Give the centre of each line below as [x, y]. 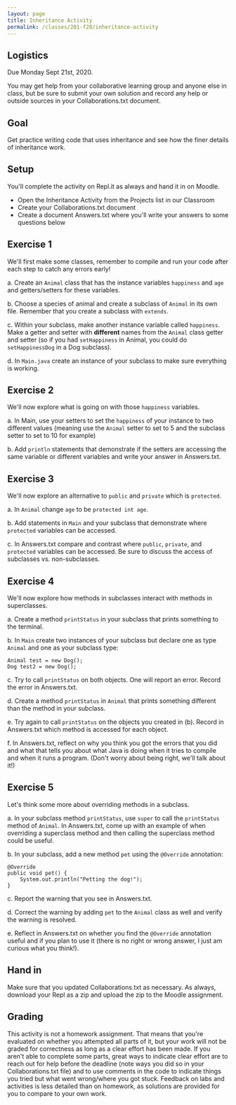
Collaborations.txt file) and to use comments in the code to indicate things [114, 1071]
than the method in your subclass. [57, 709]
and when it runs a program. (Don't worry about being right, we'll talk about [117, 758]
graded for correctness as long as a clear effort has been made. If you [109, 1049]
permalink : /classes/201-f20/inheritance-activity [83, 27]
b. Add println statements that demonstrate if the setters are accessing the [117, 449]
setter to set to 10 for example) [52, 436]
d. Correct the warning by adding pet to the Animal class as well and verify [115, 912]
